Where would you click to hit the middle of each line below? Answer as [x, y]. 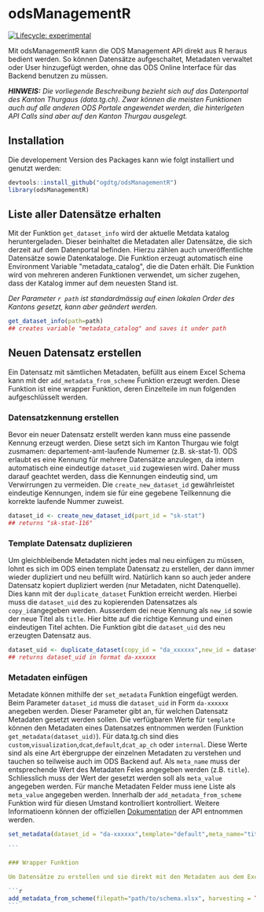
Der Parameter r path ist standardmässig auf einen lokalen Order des [121, 299]
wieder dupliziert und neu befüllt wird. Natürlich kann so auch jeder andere [130, 577]
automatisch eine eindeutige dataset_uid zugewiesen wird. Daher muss [124, 468]
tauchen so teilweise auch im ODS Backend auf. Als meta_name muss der [125, 761]
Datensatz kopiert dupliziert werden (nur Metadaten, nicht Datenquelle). [125, 586]
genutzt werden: [35, 168]
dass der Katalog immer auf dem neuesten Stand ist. [93, 283]
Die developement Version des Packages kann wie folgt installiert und [121, 160]
